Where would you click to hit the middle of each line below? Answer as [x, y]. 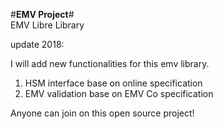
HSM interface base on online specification [113, 83]
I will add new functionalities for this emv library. [110, 63]
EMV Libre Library [47, 25]
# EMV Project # [42, 14]
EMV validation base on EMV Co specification [119, 93]
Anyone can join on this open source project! [102, 113]
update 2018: [37, 44]
